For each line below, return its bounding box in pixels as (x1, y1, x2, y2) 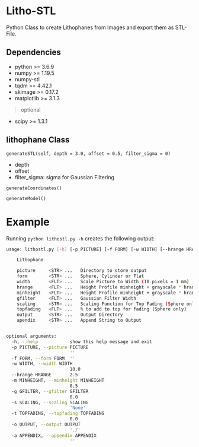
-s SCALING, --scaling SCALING (11, 400, 89, 405)
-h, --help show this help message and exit (11, 338, 152, 345)
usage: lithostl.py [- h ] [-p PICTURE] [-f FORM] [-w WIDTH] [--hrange (6, 246, 184, 252)
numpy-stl (14, 75, 40, 83)
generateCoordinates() (6, 185, 62, 191)
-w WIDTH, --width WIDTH (11, 361, 73, 367)
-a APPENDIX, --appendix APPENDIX (11, 432, 97, 439)
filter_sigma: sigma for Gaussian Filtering (14, 173, 114, 180)
